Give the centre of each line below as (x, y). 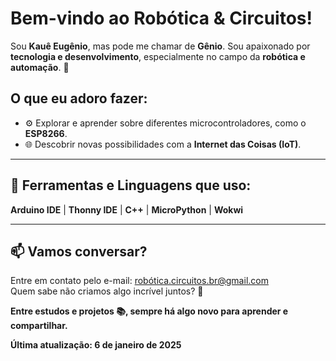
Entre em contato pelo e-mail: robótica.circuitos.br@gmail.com (139, 281)
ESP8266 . (46, 133)
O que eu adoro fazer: (79, 98)
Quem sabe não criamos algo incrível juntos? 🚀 (107, 291)
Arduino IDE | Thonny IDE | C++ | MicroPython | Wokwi (127, 209)
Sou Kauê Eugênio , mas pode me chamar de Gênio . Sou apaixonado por (160, 46)
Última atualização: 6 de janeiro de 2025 (96, 345)
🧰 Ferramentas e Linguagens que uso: (131, 185)
